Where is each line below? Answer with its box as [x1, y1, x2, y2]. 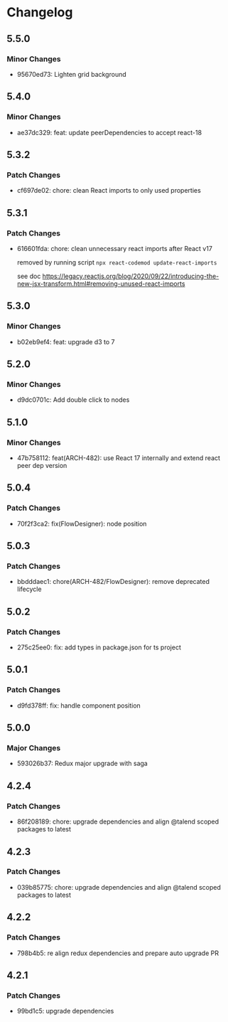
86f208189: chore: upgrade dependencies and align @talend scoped [16, 817, 219, 826]
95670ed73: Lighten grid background [16, 70, 127, 78]
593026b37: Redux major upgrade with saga [16, 759, 148, 768]
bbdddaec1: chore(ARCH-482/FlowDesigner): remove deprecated [16, 577, 210, 586]
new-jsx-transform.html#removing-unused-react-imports [16, 279, 185, 288]
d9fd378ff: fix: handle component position [16, 701, 141, 710]
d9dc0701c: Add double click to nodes [16, 395, 130, 404]
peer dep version [16, 462, 67, 469]
